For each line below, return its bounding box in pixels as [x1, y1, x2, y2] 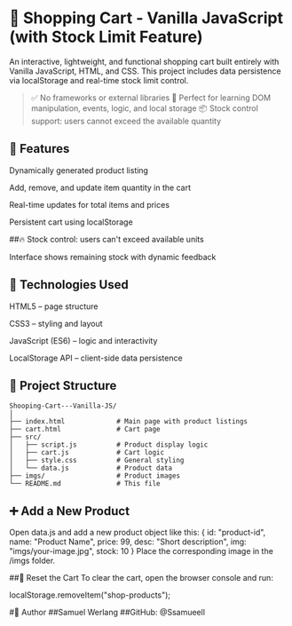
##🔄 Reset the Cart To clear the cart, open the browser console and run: [9, 573, 273, 583]
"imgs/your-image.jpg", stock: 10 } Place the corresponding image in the [9, 546, 273, 557]
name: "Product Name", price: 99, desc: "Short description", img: [9, 536, 247, 547]
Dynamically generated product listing [9, 164, 149, 176]
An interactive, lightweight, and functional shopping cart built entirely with [9, 56, 280, 67]
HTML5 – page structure [9, 301, 99, 312]
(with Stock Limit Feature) [9, 27, 203, 47]
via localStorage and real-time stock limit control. [9, 75, 189, 85]
